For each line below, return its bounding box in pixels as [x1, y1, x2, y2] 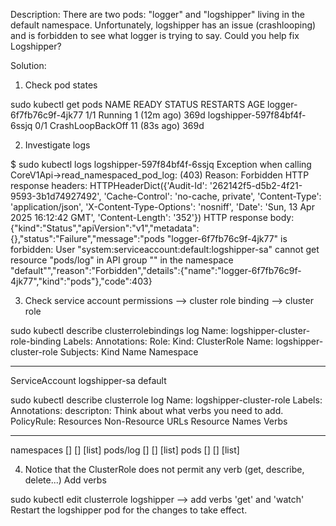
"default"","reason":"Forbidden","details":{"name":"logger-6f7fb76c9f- [10, 265, 302, 276]
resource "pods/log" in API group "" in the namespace [10, 254, 234, 266]
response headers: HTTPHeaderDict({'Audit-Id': [10, 180, 208, 191]
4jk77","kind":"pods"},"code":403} [10, 275, 153, 287]
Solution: [10, 60, 47, 71]
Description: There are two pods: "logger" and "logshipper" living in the [10, 9, 305, 20]
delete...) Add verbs [24, 474, 107, 486]
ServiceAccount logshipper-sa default [10, 375, 167, 386]
